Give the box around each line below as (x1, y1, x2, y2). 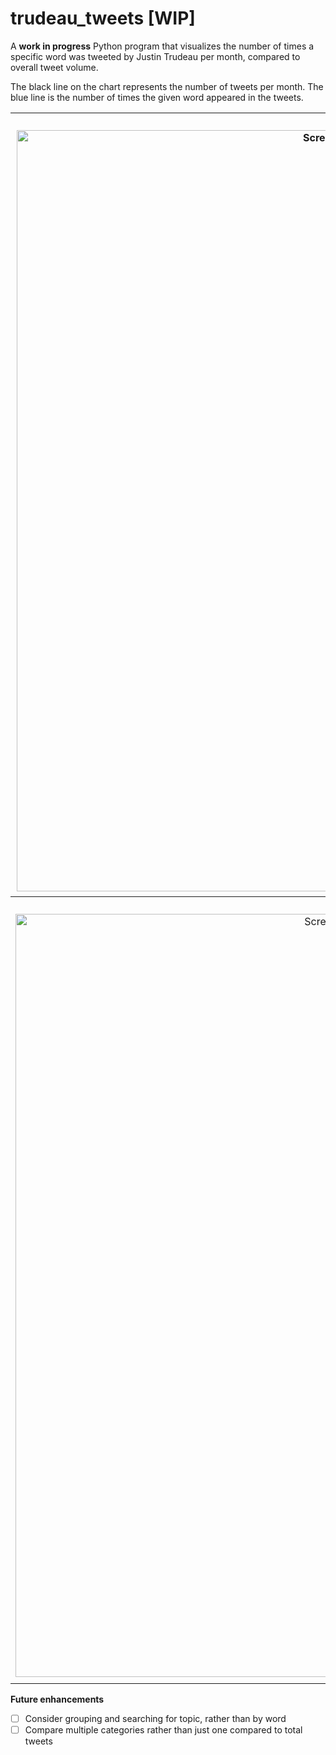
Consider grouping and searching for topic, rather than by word (24, 1712, 287, 1724)
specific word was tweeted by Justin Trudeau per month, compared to (10, 50, 301, 62)
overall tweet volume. (10, 61, 99, 73)
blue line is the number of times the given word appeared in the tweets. (10, 91, 304, 103)
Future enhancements (10, 1693, 105, 1705)
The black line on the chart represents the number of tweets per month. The (10, 80, 324, 92)
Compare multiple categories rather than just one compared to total (24, 1724, 303, 1736)
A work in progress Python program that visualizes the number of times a (10, 40, 315, 52)
